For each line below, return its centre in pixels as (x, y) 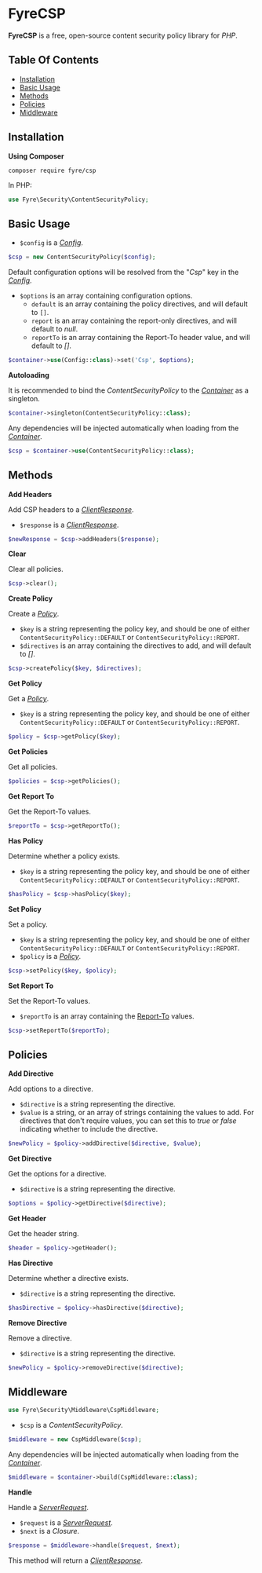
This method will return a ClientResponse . (76, 1560)
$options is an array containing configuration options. (106, 296)
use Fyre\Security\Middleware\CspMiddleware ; (84, 1410)
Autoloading (29, 375)
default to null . (55, 329)
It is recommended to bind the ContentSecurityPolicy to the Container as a (129, 390)
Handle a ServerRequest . (48, 1508)
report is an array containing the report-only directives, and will (134, 321)
